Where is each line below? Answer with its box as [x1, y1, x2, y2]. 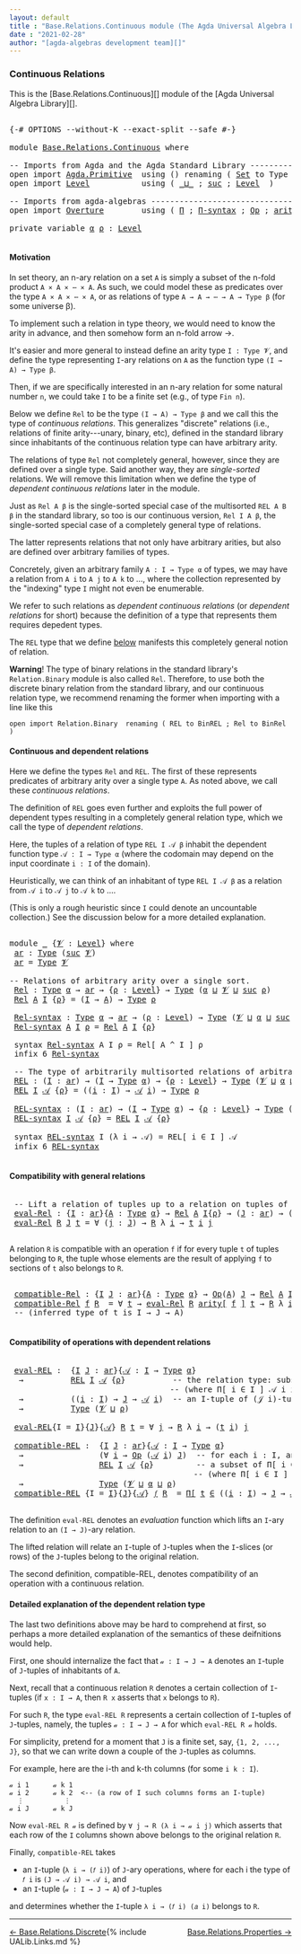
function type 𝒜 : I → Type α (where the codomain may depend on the [9, 848, 274, 858]
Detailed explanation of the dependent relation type [9, 1598, 206, 1609]
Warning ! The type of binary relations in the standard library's [9, 664, 238, 674]
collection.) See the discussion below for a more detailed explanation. [9, 911, 267, 922]
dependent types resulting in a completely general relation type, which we [9, 812, 284, 823]
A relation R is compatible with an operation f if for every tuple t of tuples [9, 1244, 279, 1254]
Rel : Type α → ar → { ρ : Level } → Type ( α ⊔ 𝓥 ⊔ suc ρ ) [13, 984, 271, 995]
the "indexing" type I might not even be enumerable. [9, 583, 204, 594]
